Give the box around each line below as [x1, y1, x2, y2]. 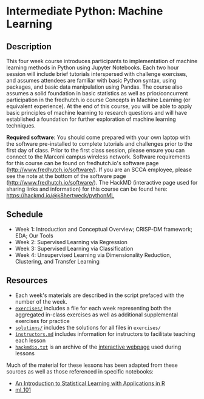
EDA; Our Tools [15, 232, 53, 239]
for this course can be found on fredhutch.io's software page [6, 160, 159, 166]
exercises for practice [15, 317, 70, 324]
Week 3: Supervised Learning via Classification [15, 245, 134, 252]
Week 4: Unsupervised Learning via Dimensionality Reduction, [15, 251, 172, 259]
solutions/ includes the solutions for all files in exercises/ [15, 324, 161, 331]
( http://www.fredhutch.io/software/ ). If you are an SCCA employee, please [6, 166, 192, 173]
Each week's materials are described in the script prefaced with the [15, 292, 185, 299]
